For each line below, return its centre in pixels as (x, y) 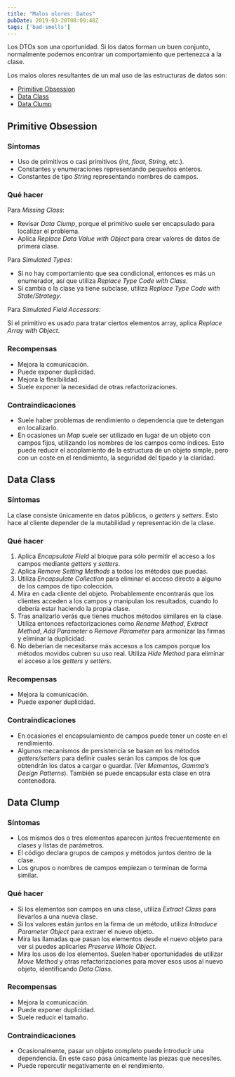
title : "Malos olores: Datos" (52, 14)
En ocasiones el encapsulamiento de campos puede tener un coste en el (122, 736)
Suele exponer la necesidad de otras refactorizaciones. (97, 386)
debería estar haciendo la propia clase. (74, 608)
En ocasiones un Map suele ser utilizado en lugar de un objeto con (114, 435)
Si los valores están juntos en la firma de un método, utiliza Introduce (117, 924)
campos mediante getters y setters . (69, 563)
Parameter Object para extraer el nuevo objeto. (86, 931)
